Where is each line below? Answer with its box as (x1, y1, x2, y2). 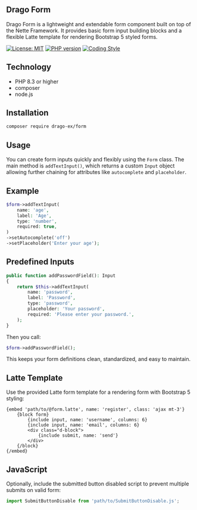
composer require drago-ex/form (6, 123, 86, 130)
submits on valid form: (6, 487, 61, 493)
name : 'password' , (27, 289, 73, 296)
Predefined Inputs (6, 257, 74, 267)
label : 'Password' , (27, 295, 76, 301)
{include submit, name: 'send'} (37, 433, 118, 439)
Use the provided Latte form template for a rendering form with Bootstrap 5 (6, 388, 190, 396)
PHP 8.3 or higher (14, 77, 59, 85)
